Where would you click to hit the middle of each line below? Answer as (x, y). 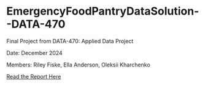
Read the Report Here (34, 76)
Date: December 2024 (34, 52)
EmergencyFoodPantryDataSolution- (103, 11)
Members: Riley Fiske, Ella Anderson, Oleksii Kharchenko (78, 65)
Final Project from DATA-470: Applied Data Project (70, 41)
